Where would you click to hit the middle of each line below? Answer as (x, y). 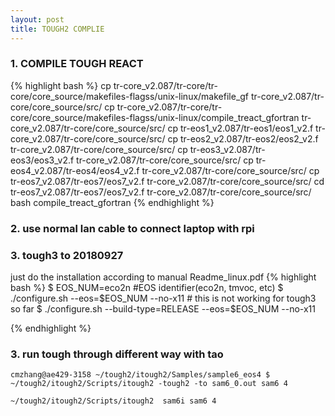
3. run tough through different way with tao (117, 354)
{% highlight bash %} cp (61, 85)
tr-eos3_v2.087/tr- (227, 149)
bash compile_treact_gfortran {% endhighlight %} (112, 202)
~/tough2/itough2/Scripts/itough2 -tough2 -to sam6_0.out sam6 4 (149, 384)
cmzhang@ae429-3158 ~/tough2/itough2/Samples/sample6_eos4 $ (140, 375)
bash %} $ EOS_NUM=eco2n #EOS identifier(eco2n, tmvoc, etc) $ (147, 288)
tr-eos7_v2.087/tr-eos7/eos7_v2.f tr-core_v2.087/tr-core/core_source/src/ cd (167, 181)
